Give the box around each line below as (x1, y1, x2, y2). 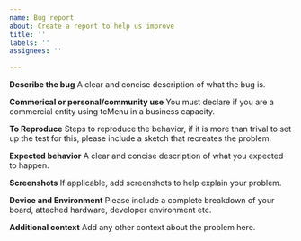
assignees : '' (9, 47, 63, 56)
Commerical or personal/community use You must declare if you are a (9, 96, 274, 108)
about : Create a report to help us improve (9, 22, 175, 31)
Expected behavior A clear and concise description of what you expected (9, 150, 284, 162)
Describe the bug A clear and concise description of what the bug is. (9, 79, 266, 90)
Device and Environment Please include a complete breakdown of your (9, 195, 275, 206)
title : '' (9, 30, 47, 39)
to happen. (9, 160, 49, 171)
